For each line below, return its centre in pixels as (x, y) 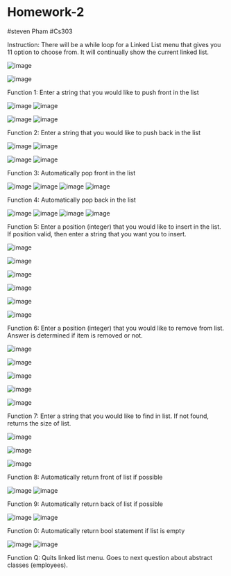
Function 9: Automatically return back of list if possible (85, 504)
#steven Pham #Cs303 (40, 31)
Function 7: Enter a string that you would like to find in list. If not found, (108, 416)
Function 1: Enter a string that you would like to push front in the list (103, 92)
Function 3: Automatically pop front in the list (71, 173)
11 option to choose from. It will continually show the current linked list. (108, 52)
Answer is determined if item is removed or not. (75, 335)
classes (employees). (37, 565)
